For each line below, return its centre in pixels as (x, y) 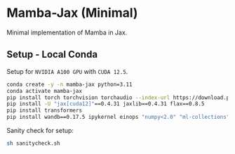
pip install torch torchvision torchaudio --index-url (88, 97)
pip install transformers (44, 110)
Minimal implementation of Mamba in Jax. (67, 32)
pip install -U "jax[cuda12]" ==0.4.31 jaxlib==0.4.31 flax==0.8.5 (106, 104)
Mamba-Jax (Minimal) (72, 13)
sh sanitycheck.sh (33, 143)
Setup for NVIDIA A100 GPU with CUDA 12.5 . (67, 71)
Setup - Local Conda (52, 54)
